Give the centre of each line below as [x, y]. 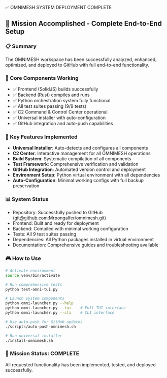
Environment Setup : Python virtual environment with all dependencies [86, 175]
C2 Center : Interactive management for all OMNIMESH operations [81, 153]
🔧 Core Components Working [42, 78]
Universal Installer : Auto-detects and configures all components [80, 148]
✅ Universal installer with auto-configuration [59, 118]
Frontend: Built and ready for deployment [56, 223]
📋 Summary [21, 46]
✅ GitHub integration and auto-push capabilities [63, 123]
